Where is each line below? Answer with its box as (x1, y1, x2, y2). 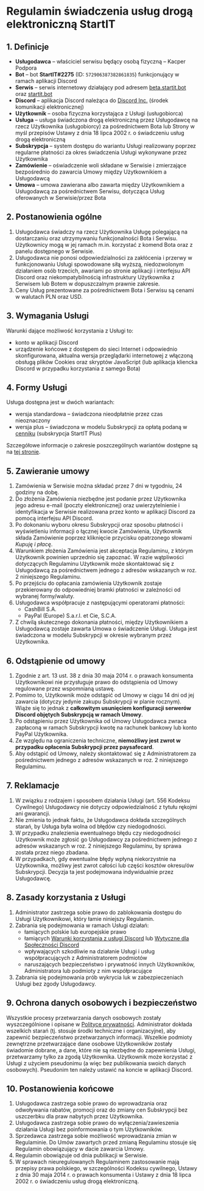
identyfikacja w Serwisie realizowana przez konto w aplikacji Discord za (15, 508, 196, 516)
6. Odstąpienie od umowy (6, 656, 105, 666)
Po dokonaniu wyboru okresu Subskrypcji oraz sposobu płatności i (15, 521, 183, 529)
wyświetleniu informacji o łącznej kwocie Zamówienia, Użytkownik (15, 527, 183, 535)
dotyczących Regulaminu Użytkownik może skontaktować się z (15, 560, 175, 568)
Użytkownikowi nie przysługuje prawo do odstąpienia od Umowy (15, 678, 178, 686)
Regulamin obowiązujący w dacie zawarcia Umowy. (15, 1145, 145, 1153)
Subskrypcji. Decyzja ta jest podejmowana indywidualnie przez (15, 868, 174, 875)
